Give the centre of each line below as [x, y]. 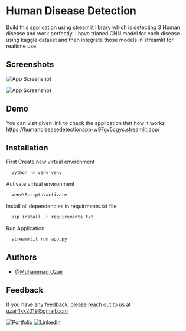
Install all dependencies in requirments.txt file [61, 206]
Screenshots [30, 65]
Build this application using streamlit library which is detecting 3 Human [93, 27]
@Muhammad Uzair [39, 271]
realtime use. [22, 46]
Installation [27, 148]
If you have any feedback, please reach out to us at [68, 304]
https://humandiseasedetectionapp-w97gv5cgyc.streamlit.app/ [83, 129]
